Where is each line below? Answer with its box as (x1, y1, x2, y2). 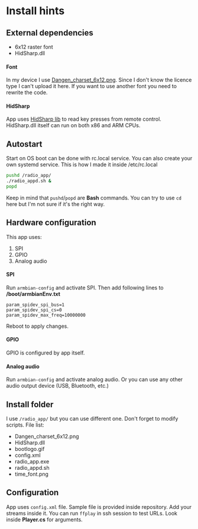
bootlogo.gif (14, 446, 45, 453)
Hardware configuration (6, 218, 96, 228)
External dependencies (6, 28, 93, 38)
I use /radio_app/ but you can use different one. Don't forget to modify (6, 415, 178, 422)
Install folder (6, 399, 54, 409)
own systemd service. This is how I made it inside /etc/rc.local (6, 161, 158, 168)
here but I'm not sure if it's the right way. (6, 200, 105, 208)
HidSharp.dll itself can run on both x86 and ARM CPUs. (6, 122, 141, 129)
